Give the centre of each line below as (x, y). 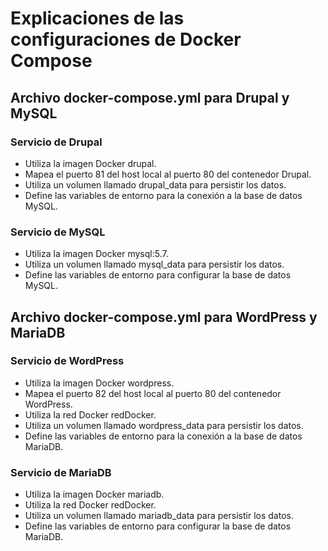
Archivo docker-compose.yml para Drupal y (150, 97)
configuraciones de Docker (126, 39)
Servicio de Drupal (56, 142)
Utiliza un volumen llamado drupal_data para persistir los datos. (155, 184)
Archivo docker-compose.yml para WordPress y (164, 317)
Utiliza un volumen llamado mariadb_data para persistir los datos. (159, 516)
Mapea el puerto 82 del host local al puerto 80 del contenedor (153, 393)
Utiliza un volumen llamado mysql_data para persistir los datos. (154, 264)
